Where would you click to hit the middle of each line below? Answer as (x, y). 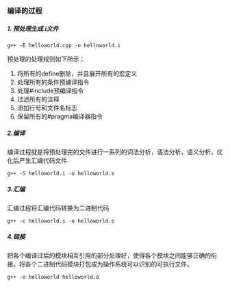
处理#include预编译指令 (50, 90)
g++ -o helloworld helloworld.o (53, 277)
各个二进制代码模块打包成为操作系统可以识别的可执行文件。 (109, 264)
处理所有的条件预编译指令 (53, 82)
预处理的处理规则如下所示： (46, 59)
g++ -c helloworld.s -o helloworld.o (61, 221)
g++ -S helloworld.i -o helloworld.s (61, 173)
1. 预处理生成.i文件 (33, 28)
